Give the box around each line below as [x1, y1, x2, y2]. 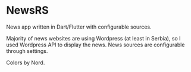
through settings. [6, 47, 48, 54]
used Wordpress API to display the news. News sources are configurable [6, 41, 185, 48]
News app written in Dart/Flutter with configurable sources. [6, 23, 152, 30]
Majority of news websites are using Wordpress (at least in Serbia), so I [6, 35, 181, 42]
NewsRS [6, 4, 49, 17]
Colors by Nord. [6, 59, 45, 66]
